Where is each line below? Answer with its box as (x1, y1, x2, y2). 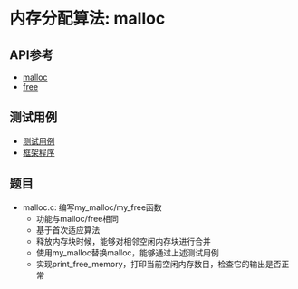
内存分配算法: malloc (9, 8, 166, 29)
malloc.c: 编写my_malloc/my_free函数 (22, 201, 162, 213)
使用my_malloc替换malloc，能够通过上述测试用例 (35, 246, 219, 258)
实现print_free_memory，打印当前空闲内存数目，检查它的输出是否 (35, 258, 283, 269)
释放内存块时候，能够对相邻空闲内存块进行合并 (35, 236, 211, 246)
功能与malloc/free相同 (35, 213, 120, 224)
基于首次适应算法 (35, 224, 101, 236)
